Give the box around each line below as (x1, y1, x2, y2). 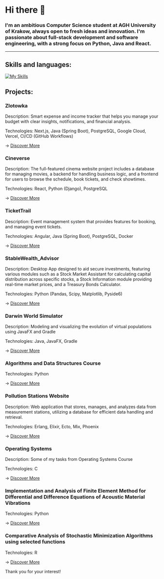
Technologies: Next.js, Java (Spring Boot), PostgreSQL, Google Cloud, (5, 128, 146, 134)
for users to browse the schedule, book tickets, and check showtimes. (5, 176, 146, 182)
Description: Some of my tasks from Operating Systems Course (5, 456, 133, 462)
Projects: (5, 87, 33, 96)
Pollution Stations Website (5, 393, 69, 399)
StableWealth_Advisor (5, 255, 60, 262)
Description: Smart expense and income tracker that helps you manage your (5, 113, 159, 119)
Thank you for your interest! (5, 568, 61, 574)
